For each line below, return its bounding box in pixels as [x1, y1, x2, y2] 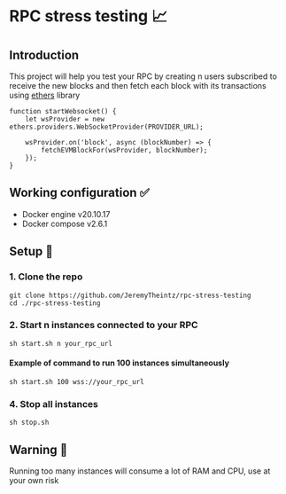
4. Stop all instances [9, 397, 99, 410]
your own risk [9, 475, 59, 486]
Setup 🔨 [9, 244, 54, 259]
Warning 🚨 [9, 442, 68, 457]
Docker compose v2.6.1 [21, 218, 108, 229]
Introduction [9, 47, 80, 62]
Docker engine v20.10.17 [21, 208, 111, 219]
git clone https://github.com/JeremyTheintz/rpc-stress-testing [9, 291, 251, 300]
